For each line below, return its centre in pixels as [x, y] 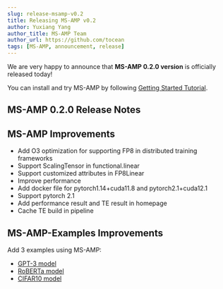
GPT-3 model [37, 264]
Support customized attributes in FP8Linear [81, 173]
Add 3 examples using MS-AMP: [55, 250]
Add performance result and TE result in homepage [92, 203]
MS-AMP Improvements [61, 134]
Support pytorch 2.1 [46, 196]
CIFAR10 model [40, 278]
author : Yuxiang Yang [39, 27]
